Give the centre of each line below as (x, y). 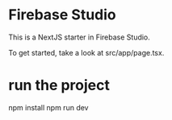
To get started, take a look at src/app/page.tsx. (86, 52)
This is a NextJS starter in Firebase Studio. (80, 37)
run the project (59, 85)
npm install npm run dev (48, 107)
